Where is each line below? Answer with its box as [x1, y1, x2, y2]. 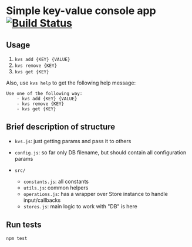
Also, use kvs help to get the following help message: [6, 79, 136, 86]
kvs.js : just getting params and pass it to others [14, 137, 132, 144]
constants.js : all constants [23, 178, 89, 185]
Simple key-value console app [6, 4, 157, 18]
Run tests [6, 220, 42, 230]
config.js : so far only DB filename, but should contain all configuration [14, 148, 187, 156]
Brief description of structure [6, 122, 116, 132]
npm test [6, 235, 28, 241]
